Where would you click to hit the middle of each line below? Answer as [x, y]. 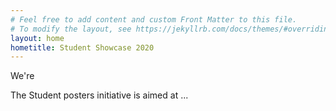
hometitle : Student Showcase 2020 [82, 47]
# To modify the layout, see [71, 29]
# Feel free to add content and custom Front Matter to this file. [154, 19]
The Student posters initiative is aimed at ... [99, 95]
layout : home [37, 38]
